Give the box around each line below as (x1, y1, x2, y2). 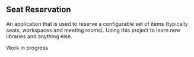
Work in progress (6, 44, 49, 51)
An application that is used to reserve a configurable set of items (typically (6, 20, 188, 27)
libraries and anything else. (6, 32, 72, 40)
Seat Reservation (6, 5, 71, 15)
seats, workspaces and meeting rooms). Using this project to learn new (6, 26, 181, 33)
